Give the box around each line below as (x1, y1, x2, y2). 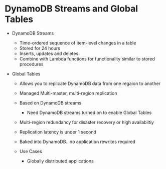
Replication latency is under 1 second (19, 128, 96, 135)
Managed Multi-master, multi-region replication (19, 90, 117, 96)
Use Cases (19, 148, 42, 154)
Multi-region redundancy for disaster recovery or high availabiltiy (19, 119, 154, 125)
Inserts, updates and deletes (19, 50, 79, 56)
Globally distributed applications (27, 158, 94, 164)
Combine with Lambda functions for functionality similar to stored (19, 55, 155, 61)
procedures (19, 61, 44, 67)
